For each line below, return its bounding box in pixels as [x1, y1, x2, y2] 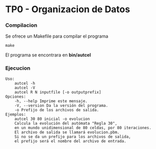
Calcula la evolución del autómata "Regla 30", [14, 121, 117, 126]
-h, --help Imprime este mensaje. [14, 98, 88, 104]
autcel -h [14, 80, 36, 86]
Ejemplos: [5, 112, 27, 117]
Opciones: [5, 94, 27, 99]
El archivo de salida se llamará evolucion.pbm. [14, 130, 120, 135]
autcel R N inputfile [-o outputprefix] [14, 90, 101, 95]
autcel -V [14, 85, 36, 90]
